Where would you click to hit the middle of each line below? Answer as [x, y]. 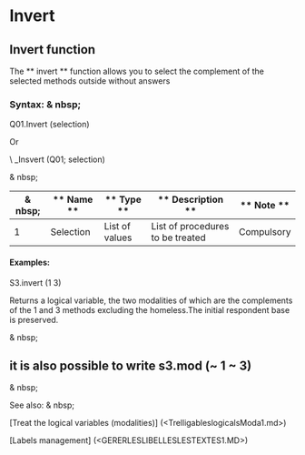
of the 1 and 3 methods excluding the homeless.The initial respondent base [150, 309]
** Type [123, 199]
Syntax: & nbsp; [45, 104]
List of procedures [190, 227]
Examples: [30, 262]
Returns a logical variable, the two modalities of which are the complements [151, 300]
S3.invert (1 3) [35, 282]
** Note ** [265, 206]
